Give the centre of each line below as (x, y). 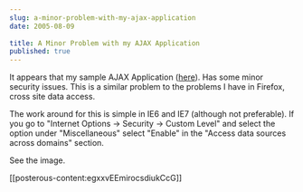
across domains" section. (57, 143)
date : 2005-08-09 (42, 26)
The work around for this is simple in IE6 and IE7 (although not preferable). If (152, 114)
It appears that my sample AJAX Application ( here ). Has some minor (137, 77)
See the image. (38, 160)
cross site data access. (52, 97)
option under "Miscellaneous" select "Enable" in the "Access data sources (148, 133)
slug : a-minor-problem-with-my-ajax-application (103, 18)
